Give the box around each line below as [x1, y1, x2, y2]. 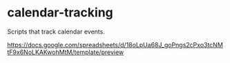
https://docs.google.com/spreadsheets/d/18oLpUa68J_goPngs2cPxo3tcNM [7, 40, 223, 49]
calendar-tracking [7, 5, 114, 21]
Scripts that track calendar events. [7, 27, 105, 36]
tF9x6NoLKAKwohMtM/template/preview [7, 48, 124, 56]
